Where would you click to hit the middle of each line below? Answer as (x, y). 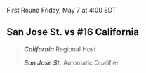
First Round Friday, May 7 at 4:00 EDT (61, 10)
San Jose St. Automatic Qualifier (71, 62)
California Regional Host (60, 49)
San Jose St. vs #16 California (73, 32)
